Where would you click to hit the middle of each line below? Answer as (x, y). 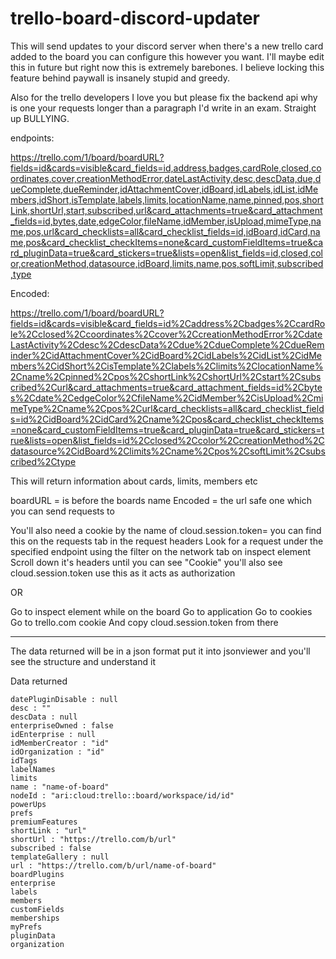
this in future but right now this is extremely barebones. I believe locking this (167, 67)
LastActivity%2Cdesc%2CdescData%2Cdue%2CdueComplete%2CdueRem (167, 344)
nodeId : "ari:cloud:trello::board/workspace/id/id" (122, 795)
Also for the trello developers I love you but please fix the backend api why (164, 97)
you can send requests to (62, 511)
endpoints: (32, 138)
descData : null (44, 717)
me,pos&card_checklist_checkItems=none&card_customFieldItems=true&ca (167, 242)
